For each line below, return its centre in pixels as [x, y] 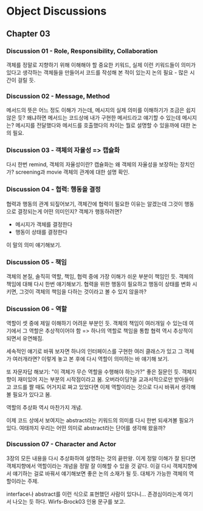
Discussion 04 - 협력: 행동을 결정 [54, 190]
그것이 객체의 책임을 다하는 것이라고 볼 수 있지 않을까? [83, 292]
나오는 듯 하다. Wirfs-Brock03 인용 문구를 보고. [69, 501]
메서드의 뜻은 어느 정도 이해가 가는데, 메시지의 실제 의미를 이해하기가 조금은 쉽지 [101, 110]
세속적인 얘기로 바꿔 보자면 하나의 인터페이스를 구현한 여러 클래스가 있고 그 [95, 351]
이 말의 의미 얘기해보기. [34, 245]
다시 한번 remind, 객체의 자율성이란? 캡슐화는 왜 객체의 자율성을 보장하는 [92, 165]
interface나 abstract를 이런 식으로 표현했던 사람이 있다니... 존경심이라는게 [94, 494]
